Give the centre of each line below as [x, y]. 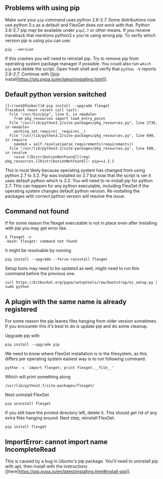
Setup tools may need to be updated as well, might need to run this [72, 268]
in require [16, 140]
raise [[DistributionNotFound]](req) [52, 157]
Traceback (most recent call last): [42, 110]
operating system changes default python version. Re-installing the [72, 191]
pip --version [19, 49]
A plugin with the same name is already [66, 302]
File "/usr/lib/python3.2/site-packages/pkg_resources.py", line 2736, [84, 123]
